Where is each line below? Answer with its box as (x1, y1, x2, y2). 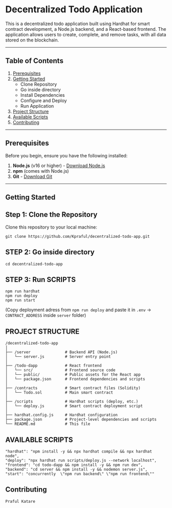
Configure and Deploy (20, 97, 67, 104)
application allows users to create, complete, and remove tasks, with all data (5, 31, 166, 37)
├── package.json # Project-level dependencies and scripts (5, 417, 157, 422)
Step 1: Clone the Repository (5, 210, 98, 219)
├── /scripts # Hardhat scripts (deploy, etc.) (5, 399, 139, 404)
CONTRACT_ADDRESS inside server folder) (5, 312, 87, 318)
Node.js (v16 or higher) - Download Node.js (12, 162, 105, 169)
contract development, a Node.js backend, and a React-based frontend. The (5, 26, 166, 32)
